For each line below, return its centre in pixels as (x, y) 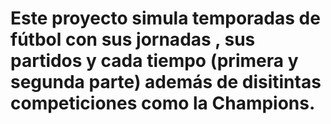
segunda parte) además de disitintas (166, 82)
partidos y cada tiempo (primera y (154, 61)
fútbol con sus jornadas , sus (133, 39)
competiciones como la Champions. (163, 103)
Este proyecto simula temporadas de (165, 18)
